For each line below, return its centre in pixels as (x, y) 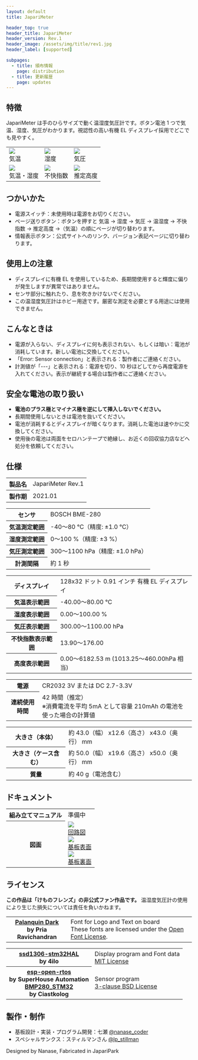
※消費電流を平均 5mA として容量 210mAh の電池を (113, 706)
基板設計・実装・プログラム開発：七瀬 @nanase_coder (81, 1032)
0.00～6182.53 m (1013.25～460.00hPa (118, 659)
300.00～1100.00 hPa (92, 626)
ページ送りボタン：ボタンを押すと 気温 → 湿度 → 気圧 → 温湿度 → (95, 221)
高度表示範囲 (32, 664)
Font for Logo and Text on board (115, 922)
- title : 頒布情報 (32, 65)
